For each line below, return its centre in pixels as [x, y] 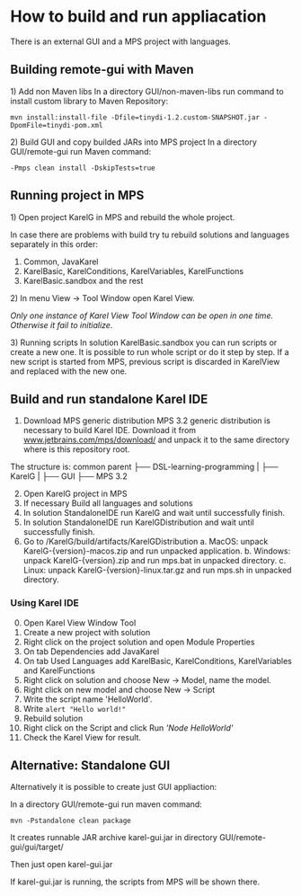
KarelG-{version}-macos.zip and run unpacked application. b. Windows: [157, 551]
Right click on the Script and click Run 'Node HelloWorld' [128, 727]
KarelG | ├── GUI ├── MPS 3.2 [69, 476]
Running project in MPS [77, 195]
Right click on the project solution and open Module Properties [139, 642]
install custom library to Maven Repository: [89, 101]
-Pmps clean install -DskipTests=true [83, 168]
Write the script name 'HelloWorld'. [88, 699]
